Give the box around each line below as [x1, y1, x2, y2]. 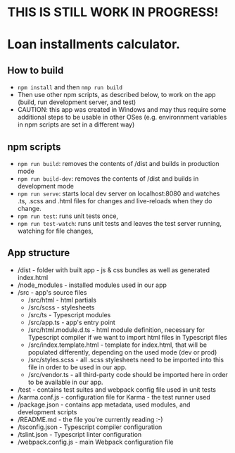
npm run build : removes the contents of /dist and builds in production [17, 160, 220, 167]
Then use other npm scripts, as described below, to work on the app [17, 91, 216, 99]
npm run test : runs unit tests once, [17, 212, 118, 220]
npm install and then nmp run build [17, 83, 123, 91]
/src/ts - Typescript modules [27, 310, 111, 319]
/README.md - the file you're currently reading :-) [17, 415, 163, 423]
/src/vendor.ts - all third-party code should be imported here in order [27, 370, 229, 378]
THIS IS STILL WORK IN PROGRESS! [7, 4, 219, 20]
